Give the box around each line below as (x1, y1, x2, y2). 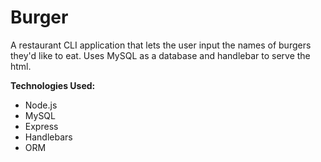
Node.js (24, 99, 58, 111)
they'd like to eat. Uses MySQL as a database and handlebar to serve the (10, 49, 311, 61)
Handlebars (24, 131, 73, 143)
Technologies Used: (10, 79, 96, 91)
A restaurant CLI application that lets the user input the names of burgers (10, 39, 312, 51)
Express (24, 120, 59, 132)
